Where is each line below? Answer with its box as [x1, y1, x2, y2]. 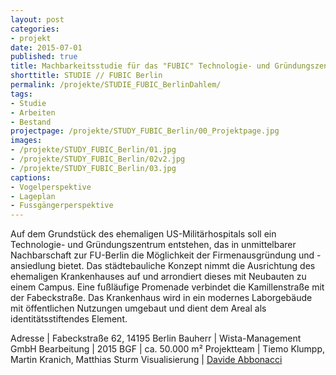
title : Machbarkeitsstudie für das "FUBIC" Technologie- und [10, 61, 271, 71]
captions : [10, 172, 52, 183]
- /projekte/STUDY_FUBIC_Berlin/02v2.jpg [10, 154, 186, 164]
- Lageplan [10, 191, 56, 201]
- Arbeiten [10, 107, 56, 118]
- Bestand [10, 117, 52, 127]
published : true [10, 52, 78, 62]
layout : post [10, 14, 65, 25]
